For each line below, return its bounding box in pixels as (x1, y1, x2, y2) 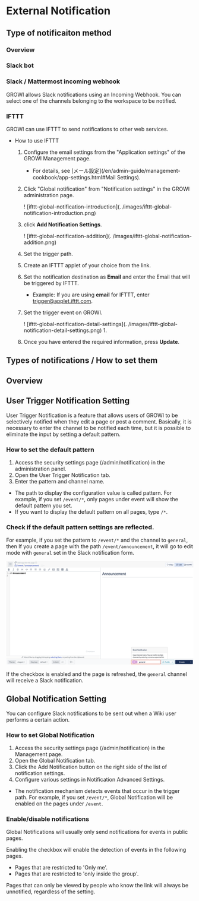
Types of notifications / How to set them (6, 355, 158, 366)
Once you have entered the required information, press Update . (23, 339, 180, 346)
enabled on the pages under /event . (14, 800, 103, 807)
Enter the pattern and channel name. (14, 478, 105, 485)
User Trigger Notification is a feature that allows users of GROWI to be (6, 412, 178, 419)
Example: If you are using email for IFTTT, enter (32, 291, 150, 298)
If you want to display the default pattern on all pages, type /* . (14, 508, 168, 515)
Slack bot (6, 61, 34, 69)
